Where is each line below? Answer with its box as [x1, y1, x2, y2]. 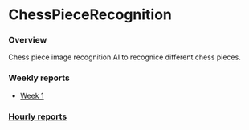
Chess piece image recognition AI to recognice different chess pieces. [8, 52, 241, 62]
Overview [8, 35, 47, 46]
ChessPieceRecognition [8, 6, 173, 24]
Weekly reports [8, 72, 70, 83]
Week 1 [19, 91, 44, 100]
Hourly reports [8, 111, 67, 122]
